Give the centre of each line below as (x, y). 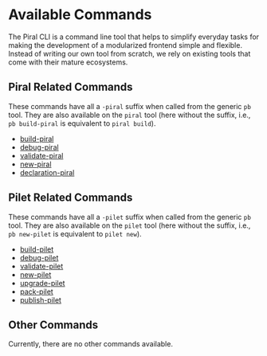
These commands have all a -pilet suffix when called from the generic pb (130, 217)
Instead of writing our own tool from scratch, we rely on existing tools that (130, 53)
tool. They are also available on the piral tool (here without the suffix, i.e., (130, 115)
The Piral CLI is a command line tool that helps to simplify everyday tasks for (134, 37)
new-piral (35, 164)
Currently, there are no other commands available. (91, 344)
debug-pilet (39, 257)
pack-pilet (36, 291)
